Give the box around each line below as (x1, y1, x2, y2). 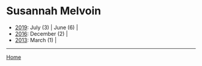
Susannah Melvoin (6, 4, 101, 18)
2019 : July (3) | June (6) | (14, 24, 78, 31)
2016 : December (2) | (14, 30, 68, 37)
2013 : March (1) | (14, 36, 57, 43)
